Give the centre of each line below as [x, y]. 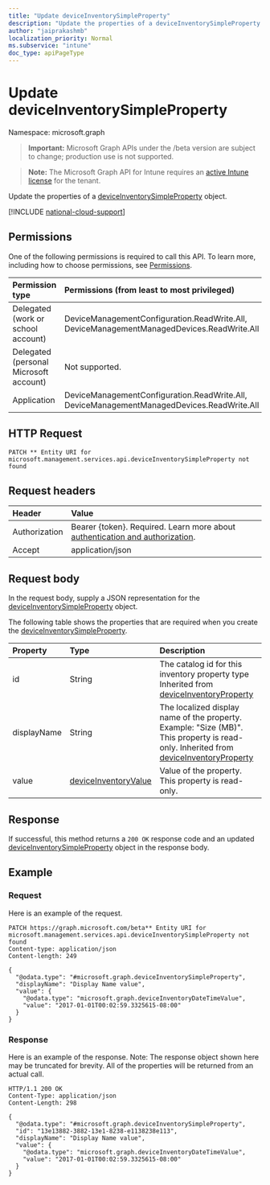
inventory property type [204, 674]
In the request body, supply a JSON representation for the [104, 598]
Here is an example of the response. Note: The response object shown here [134, 1057]
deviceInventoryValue [110, 781]
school [25, 328]
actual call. [26, 1074]
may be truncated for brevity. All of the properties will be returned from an [131, 1065]
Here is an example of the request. [65, 913]
